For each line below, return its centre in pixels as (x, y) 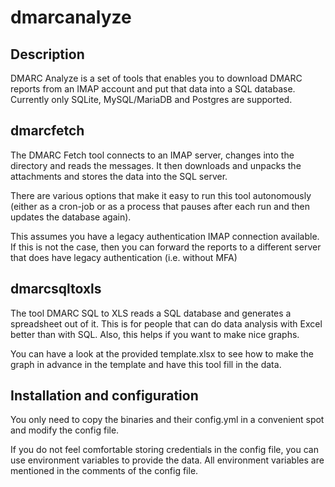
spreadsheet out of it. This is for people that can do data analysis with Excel (166, 323)
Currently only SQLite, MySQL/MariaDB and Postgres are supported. (151, 99)
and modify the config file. (65, 430)
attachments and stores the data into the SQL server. (119, 176)
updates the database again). (71, 217)
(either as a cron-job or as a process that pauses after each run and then (160, 206)
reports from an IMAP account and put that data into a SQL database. (153, 89)
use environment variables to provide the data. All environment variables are (167, 460)
